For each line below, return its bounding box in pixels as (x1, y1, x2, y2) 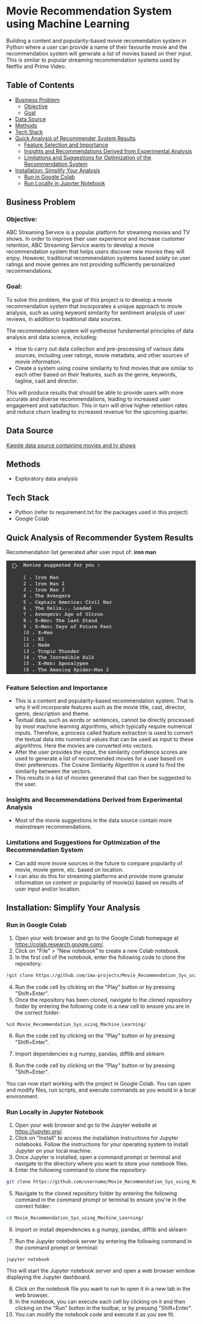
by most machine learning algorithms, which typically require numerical (14, 722, 192, 730)
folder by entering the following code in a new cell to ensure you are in (14, 1003, 190, 1010)
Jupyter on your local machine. (14, 1147, 92, 1154)
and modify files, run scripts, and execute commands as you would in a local (6, 1086, 196, 1093)
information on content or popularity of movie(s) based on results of (14, 879, 184, 886)
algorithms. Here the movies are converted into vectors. (14, 742, 153, 749)
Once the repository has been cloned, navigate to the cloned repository (14, 996, 192, 1004)
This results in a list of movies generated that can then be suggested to (14, 774, 191, 781)
